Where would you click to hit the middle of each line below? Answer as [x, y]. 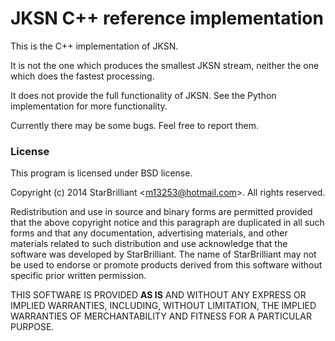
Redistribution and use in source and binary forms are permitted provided [161, 212]
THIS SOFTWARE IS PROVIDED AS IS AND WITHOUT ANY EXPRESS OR [158, 295]
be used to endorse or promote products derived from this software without [166, 265]
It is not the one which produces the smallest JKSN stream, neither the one [165, 65]
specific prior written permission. [78, 276]
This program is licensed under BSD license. [101, 173]
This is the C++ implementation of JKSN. [94, 46]
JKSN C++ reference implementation [167, 18]
